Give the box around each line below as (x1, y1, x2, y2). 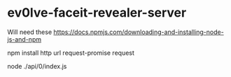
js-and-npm (7, 35, 42, 43)
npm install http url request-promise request (7, 49, 135, 57)
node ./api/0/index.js (7, 62, 67, 70)
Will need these (7, 28, 52, 36)
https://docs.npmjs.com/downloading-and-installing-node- (53, 28, 224, 36)
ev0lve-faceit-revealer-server (7, 5, 187, 21)
